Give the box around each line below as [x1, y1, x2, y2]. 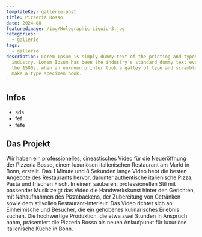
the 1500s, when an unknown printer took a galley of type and [11, 64, 173, 71]
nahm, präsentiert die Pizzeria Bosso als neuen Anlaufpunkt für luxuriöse [6, 218, 188, 226]
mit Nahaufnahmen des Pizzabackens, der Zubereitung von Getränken [6, 193, 181, 200]
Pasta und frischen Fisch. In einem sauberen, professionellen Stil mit [6, 180, 176, 187]
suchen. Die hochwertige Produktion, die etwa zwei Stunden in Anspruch [6, 212, 188, 220]
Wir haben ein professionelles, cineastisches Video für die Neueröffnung [6, 155, 186, 162]
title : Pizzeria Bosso [6, 14, 63, 20]
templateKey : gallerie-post [6, 8, 77, 15]
